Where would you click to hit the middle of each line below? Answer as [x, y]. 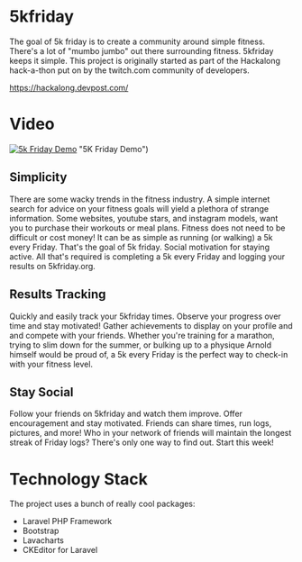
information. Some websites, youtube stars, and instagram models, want [144, 218]
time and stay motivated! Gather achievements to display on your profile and [151, 325]
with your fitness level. [51, 364]
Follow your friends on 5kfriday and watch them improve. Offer [126, 414]
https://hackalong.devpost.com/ [69, 87]
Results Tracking [58, 295]
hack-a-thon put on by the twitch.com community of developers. [129, 70]
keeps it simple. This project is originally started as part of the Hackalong [145, 60]
